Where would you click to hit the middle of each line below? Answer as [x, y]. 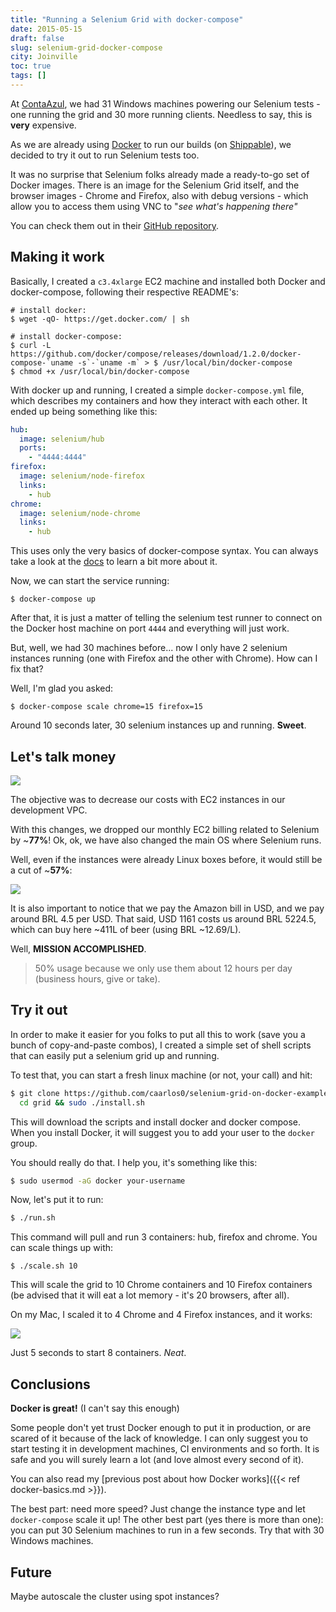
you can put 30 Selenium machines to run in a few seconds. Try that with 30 [167, 1530]
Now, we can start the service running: [90, 581]
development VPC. [49, 810]
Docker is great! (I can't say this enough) [95, 1408]
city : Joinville [44, 57]
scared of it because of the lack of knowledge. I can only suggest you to [159, 1438]
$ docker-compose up [53, 599]
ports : [33, 448]
